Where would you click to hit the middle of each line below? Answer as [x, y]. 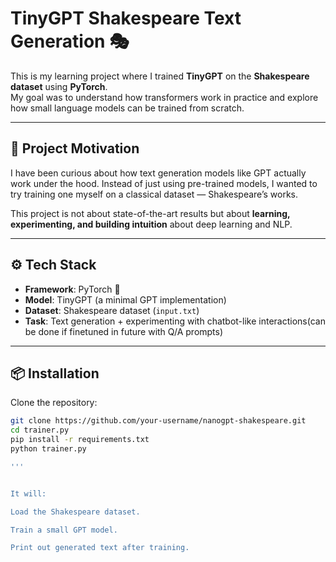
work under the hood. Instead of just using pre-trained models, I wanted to [164, 183]
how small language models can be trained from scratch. [127, 108]
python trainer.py [48, 449]
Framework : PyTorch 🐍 [72, 289]
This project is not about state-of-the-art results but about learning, [150, 213]
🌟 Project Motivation [75, 148]
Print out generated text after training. [100, 548]
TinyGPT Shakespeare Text [126, 18]
